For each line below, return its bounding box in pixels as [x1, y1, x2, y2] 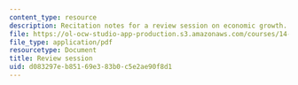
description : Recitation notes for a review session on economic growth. [9, 21, 288, 30]
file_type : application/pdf [9, 37, 114, 47]
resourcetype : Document [9, 46, 98, 55]
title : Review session [9, 54, 93, 63]
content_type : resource [9, 12, 98, 22]
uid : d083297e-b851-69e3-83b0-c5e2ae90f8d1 [9, 63, 173, 72]
